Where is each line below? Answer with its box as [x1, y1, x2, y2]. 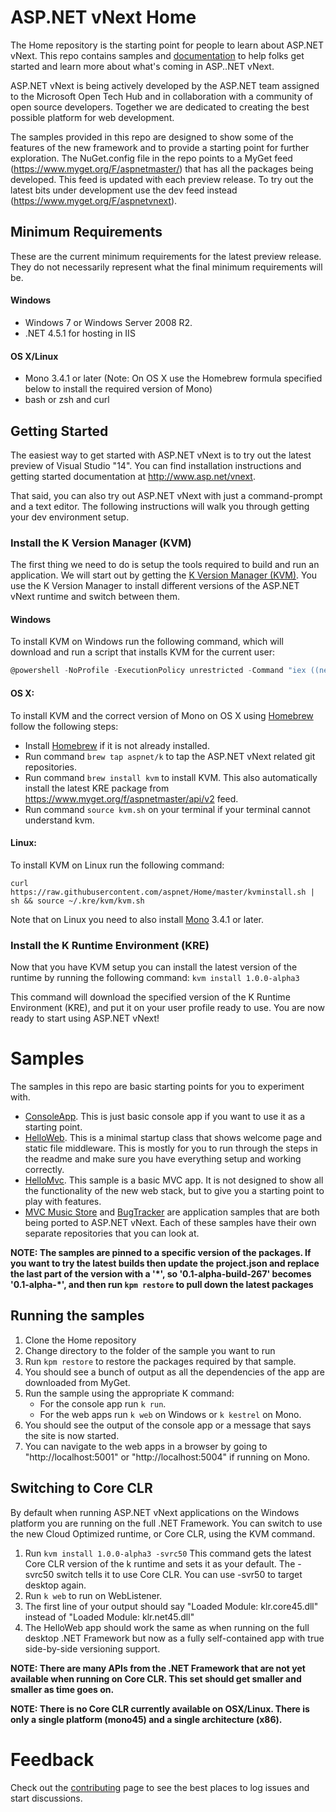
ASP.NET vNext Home [10, 6, 197, 29]
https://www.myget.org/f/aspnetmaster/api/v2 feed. [24, 792, 239, 805]
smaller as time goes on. [10, 1683, 115, 1695]
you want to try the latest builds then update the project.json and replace [10, 1257, 320, 1269]
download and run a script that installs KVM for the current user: [10, 646, 275, 658]
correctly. [24, 1163, 65, 1175]
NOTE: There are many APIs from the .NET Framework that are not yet [10, 1662, 306, 1674]
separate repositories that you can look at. [24, 1227, 200, 1239]
